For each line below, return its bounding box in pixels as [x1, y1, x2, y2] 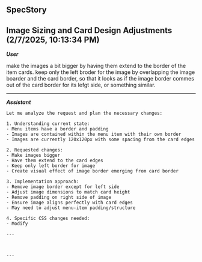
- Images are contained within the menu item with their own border [6, 132, 182, 138]
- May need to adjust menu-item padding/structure [6, 205, 136, 211]
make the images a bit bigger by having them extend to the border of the [6, 62, 186, 70]
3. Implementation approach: [6, 178, 79, 185]
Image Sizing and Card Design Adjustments [6, 25, 173, 35]
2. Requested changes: [6, 147, 63, 153]
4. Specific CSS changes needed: [6, 216, 90, 222]
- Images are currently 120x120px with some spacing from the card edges [6, 136, 195, 143]
